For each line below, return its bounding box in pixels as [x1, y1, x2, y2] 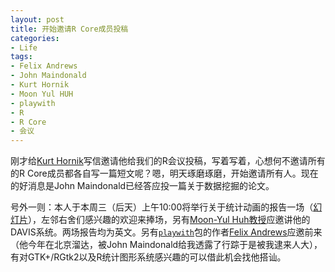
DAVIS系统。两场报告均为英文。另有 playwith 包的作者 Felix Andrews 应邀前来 [10, 226, 323, 238]
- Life [10, 42, 38, 53]
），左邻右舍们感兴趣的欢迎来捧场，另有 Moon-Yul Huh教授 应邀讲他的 [28, 214, 311, 226]
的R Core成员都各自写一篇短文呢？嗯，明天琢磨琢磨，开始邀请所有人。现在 [10, 167, 319, 180]
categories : [10, 33, 60, 43]
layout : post [10, 14, 65, 25]
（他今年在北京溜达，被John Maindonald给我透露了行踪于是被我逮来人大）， [10, 239, 323, 251]
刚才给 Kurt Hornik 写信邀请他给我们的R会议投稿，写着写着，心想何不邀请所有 [10, 155, 326, 167]
